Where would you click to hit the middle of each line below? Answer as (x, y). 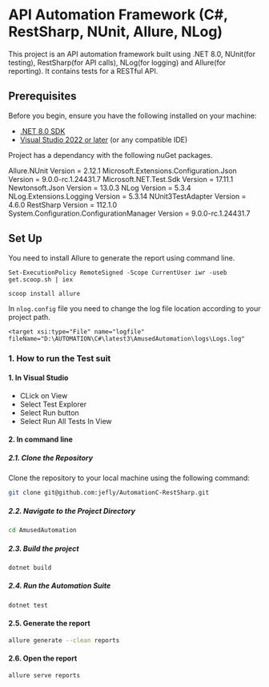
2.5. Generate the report (49, 624)
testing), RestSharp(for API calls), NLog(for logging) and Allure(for (117, 63)
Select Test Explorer (53, 404)
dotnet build (30, 568)
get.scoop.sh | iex (41, 279)
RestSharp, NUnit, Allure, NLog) (115, 32)
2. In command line (41, 439)
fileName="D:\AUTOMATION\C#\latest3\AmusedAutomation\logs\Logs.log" (127, 338)
